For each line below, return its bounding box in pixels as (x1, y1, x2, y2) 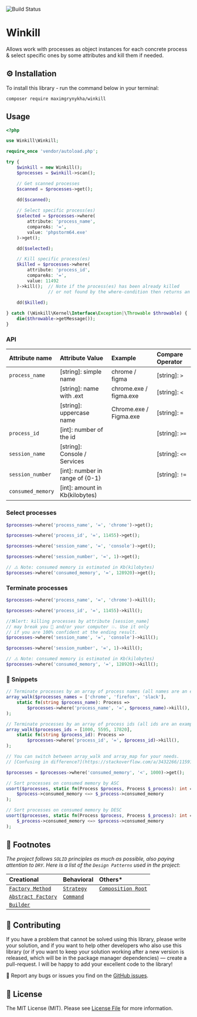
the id (59, 433, 76, 441)
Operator (157, 358, 183, 366)
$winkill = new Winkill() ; (16, 165, 83, 170)
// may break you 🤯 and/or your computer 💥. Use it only (6, 623, 150, 630)
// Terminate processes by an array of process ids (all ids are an (6, 721, 177, 727)
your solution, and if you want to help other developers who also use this (6, 942, 182, 949)
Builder (9, 902, 30, 908)
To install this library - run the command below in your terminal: (6, 84, 159, 91)
